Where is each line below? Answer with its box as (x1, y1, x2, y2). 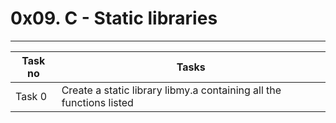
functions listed (61, 95, 134, 109)
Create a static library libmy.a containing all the (61, 83, 282, 97)
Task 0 (15, 89, 48, 103)
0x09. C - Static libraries (10, 7, 218, 30)
